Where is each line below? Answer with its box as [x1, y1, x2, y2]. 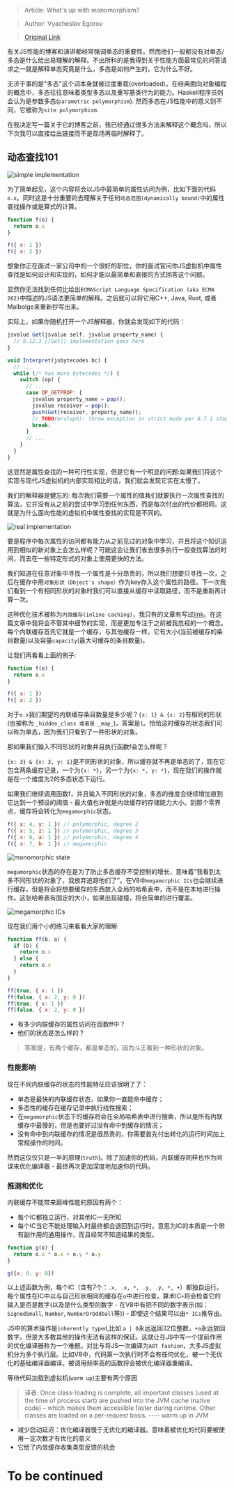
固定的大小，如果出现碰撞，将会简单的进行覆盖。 [55, 893, 196, 902]
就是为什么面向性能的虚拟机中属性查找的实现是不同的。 [7, 508, 166, 516]
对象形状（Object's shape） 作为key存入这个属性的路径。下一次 [44, 578, 221, 586]
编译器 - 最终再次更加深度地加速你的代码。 [31, 1162, 155, 1170]
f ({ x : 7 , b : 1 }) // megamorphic [7, 840, 108, 847]
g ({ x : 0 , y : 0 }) [7, 1270, 54, 1277]
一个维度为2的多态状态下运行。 [19, 775, 109, 783]
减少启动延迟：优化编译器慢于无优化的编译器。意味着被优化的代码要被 [17, 1425, 219, 1434]
